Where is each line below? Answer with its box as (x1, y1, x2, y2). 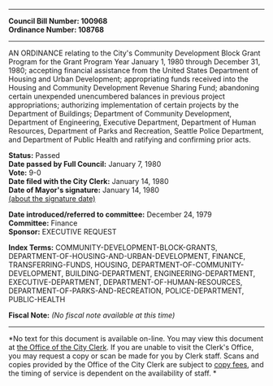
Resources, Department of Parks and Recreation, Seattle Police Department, (8, 126, 264, 135)
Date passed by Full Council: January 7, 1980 (8, 160, 162, 169)
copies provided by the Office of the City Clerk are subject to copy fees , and (8, 360, 264, 369)
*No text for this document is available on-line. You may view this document (8, 334, 264, 343)
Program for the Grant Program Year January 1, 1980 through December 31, (8, 57, 261, 66)
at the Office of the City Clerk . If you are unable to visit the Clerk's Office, (8, 343, 254, 352)
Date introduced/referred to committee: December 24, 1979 (8, 209, 213, 219)
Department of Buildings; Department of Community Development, (8, 109, 232, 118)
